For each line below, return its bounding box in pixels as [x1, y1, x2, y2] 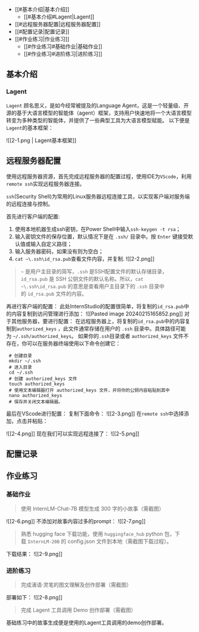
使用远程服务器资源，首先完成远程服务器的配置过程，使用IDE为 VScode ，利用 [6, 172, 192, 180]
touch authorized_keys [8, 381, 65, 387]
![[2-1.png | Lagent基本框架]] [6, 137, 77, 144]
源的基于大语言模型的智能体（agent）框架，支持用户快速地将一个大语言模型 [6, 109, 192, 116]
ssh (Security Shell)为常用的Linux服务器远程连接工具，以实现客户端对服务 [6, 192, 185, 200]
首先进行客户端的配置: [6, 213, 61, 220]
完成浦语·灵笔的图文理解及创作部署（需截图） [20, 581, 132, 588]
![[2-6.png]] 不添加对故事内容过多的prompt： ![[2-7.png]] [6, 517, 146, 524]
